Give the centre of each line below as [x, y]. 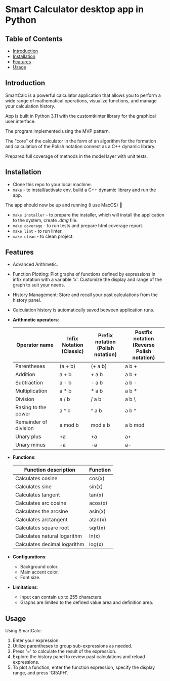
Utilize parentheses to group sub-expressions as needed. [72, 646]
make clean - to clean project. [43, 236]
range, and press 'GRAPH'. [40, 673]
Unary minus [30, 445]
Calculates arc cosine [41, 503]
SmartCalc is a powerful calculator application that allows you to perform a [83, 95]
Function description [50, 470]
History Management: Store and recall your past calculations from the [85, 295]
